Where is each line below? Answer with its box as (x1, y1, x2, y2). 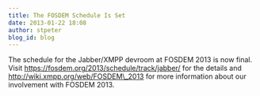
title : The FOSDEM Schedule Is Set (8, 11, 126, 20)
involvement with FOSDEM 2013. (8, 80, 115, 90)
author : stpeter (8, 26, 62, 34)
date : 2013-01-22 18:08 (8, 19, 87, 27)
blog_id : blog (8, 33, 55, 42)
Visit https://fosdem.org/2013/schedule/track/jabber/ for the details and (8, 64, 242, 73)
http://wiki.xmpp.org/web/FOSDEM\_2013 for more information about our (8, 72, 247, 81)
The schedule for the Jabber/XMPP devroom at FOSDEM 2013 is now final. (8, 55, 253, 65)
